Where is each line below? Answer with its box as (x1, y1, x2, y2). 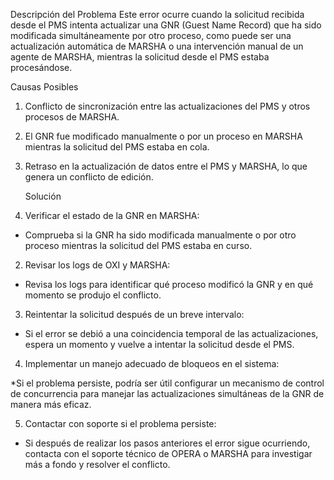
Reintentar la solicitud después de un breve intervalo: (24, 309, 245, 320)
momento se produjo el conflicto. (24, 289, 162, 301)
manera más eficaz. (10, 399, 92, 410)
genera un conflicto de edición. (24, 171, 154, 183)
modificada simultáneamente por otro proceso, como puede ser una (10, 30, 292, 41)
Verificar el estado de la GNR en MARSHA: (24, 210, 200, 221)
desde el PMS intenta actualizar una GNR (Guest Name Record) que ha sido (10, 19, 322, 31)
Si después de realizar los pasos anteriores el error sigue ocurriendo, (24, 437, 311, 449)
